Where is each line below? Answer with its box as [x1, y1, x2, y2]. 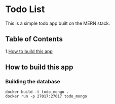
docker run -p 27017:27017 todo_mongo [5, 94, 87, 99]
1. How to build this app [5, 48, 53, 54]
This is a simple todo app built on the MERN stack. [5, 20, 110, 26]
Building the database [5, 78, 61, 85]
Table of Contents [5, 35, 63, 43]
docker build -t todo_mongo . [5, 89, 69, 94]
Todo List [5, 4, 45, 15]
